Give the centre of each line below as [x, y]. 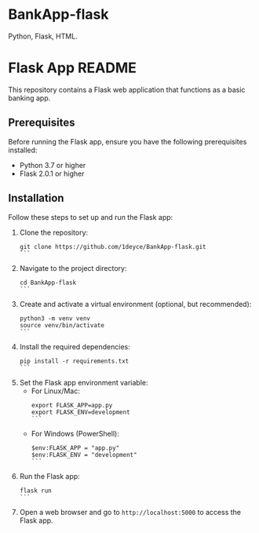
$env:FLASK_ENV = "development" [84, 455]
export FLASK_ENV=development [81, 412]
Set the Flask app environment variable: [84, 382]
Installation [36, 198]
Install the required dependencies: [75, 346]
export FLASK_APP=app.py [72, 405]
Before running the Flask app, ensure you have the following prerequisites [128, 141]
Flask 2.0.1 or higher [52, 173]
